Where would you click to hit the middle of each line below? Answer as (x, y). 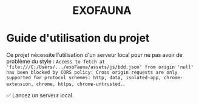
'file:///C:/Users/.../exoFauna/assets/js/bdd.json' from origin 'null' (100, 67)
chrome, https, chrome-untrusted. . (80, 84)
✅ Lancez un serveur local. (40, 96)
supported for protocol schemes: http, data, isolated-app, (84, 78)
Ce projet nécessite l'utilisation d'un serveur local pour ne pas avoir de (95, 55)
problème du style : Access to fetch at (56, 62)
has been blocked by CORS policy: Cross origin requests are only (92, 73)
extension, (20, 84)
